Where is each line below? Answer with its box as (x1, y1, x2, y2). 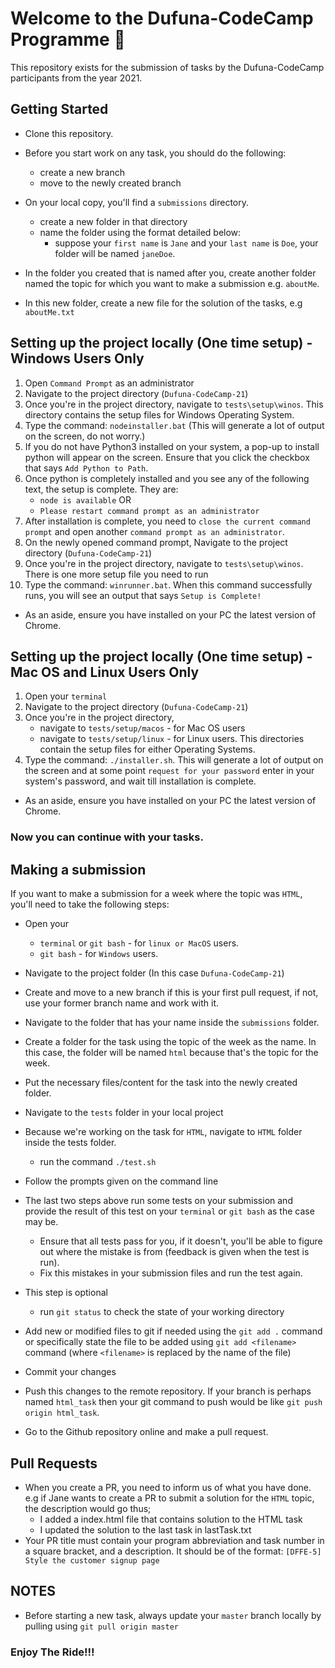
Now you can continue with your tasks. (10, 830, 204, 844)
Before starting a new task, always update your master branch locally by (24, 1609, 322, 1621)
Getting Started (10, 101, 109, 118)
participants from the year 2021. (10, 72, 143, 84)
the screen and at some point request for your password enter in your (24, 765, 315, 777)
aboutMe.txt (24, 307, 75, 317)
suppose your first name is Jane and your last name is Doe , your (54, 237, 319, 249)
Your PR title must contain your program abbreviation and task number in (24, 1534, 325, 1546)
